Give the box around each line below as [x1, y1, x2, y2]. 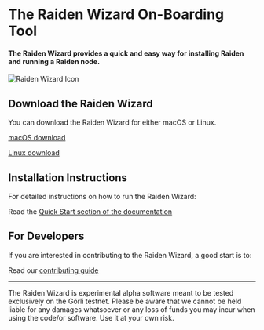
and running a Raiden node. [8, 56, 101, 66]
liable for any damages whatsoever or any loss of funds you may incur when [8, 304, 255, 314]
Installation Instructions [8, 171, 128, 184]
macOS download [8, 133, 66, 143]
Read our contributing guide [8, 265, 100, 275]
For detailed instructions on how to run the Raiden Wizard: [8, 192, 196, 201]
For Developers [8, 230, 85, 243]
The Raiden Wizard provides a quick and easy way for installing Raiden [8, 49, 244, 58]
